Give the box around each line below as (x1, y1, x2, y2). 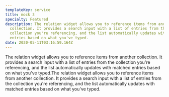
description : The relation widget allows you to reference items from (5, 21, 156, 27)
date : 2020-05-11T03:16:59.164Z (5, 40, 73, 45)
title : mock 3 (5, 12, 35, 17)
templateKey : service (5, 7, 51, 13)
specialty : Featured (5, 17, 49, 22)
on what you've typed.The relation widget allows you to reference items (5, 70, 154, 76)
